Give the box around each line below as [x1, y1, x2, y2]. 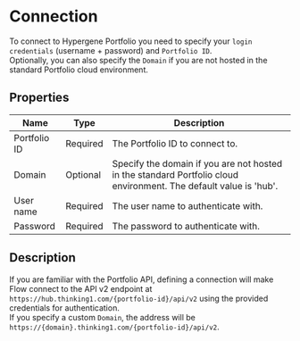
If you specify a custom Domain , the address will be [9, 312, 196, 322]
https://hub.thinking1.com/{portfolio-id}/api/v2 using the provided [9, 293, 269, 304]
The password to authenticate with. [112, 220, 261, 232]
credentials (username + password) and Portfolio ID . [9, 45, 212, 55]
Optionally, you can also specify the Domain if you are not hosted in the [9, 54, 268, 65]
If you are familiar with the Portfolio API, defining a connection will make [9, 274, 274, 285]
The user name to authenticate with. [112, 199, 263, 212]
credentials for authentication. [9, 302, 121, 313]
